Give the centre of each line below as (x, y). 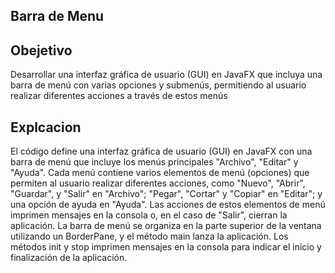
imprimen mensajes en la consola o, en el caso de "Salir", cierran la (149, 215)
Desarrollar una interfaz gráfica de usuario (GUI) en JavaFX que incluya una (166, 75)
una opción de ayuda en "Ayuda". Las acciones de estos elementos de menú (168, 205)
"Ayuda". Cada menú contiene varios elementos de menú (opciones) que (160, 173)
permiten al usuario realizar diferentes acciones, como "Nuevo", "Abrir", (158, 183)
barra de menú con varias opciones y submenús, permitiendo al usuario (158, 85)
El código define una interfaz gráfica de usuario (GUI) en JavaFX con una (161, 151)
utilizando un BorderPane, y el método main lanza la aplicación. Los (149, 236)
